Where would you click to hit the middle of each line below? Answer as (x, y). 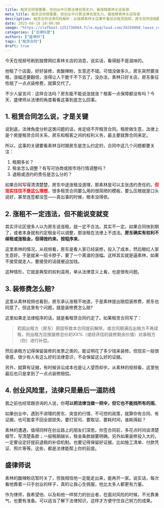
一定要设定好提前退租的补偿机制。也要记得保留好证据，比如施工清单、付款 (80, 442)
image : (12, 28)
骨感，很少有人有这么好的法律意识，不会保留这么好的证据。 (65, 357)
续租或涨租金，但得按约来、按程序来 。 (43, 239)
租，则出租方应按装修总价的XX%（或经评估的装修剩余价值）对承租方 (86, 334)
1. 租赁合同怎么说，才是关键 (47, 117)
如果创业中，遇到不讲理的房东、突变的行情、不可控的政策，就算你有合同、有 (82, 413)
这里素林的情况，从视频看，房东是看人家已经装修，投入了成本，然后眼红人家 (82, 249)
